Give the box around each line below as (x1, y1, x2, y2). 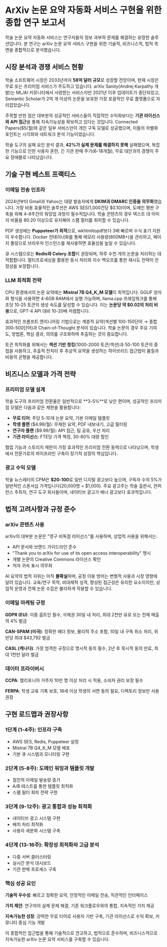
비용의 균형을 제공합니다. (5, 354, 53, 360)
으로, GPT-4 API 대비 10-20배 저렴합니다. (9, 308, 90, 314)
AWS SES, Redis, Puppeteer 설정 (12, 738, 79, 744)
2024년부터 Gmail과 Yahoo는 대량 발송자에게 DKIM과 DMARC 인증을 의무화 (5, 199, 154, 205)
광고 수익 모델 (5, 464, 36, 471)
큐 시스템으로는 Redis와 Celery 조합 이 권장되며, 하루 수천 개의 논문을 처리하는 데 (5, 251, 162, 257)
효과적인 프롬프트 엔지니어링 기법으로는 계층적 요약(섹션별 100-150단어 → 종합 (5, 318, 158, 324)
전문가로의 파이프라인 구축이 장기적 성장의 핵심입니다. (14, 451, 118, 457)
